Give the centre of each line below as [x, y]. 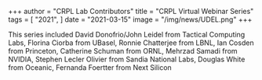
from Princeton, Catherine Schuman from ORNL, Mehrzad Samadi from [123, 51]
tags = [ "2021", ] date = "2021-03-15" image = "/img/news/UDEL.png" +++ [130, 19]
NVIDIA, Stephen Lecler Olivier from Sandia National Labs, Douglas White [127, 59]
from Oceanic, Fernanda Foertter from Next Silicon [90, 68]
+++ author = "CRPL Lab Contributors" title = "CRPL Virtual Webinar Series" [131, 11]
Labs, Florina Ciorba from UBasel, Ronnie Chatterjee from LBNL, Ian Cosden [131, 43]
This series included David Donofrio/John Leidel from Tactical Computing [127, 35]
